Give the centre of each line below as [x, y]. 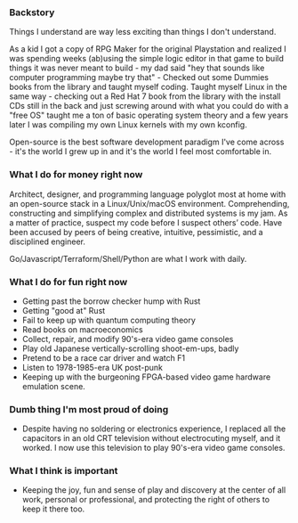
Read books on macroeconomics [83, 329]
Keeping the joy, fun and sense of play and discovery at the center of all [154, 490]
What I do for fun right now [68, 282]
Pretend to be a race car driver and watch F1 [103, 357]
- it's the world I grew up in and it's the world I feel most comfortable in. [141, 151]
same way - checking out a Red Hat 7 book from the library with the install [145, 96]
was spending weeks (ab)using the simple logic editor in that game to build [147, 59]
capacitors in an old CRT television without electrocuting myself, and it [151, 438]
